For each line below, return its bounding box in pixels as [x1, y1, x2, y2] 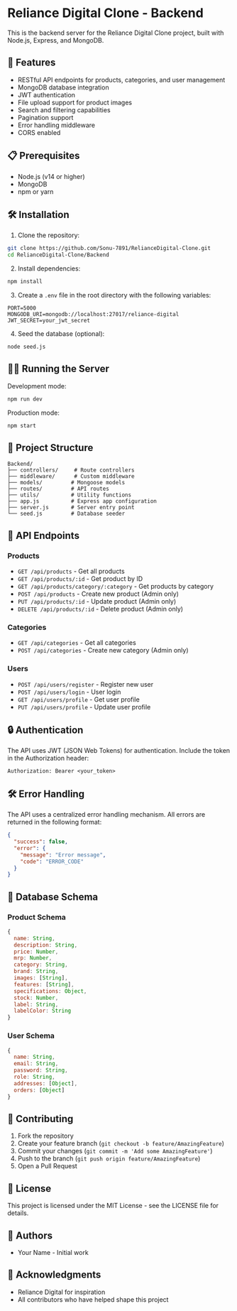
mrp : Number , [13, 954, 53, 962]
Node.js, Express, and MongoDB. [7, 36, 104, 44]
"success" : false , [13, 838, 69, 846]
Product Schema [7, 912, 66, 922]
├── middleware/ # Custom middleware [7, 473, 135, 480]
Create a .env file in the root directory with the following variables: [17, 291, 211, 299]
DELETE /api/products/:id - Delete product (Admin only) [17, 604, 183, 613]
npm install [7, 278, 43, 285]
